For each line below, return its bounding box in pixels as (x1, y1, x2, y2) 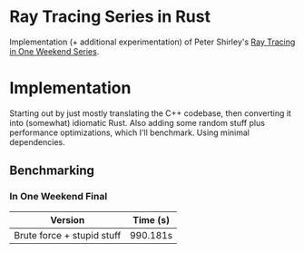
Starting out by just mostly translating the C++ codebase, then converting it (9, 107, 292, 119)
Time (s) (132, 213, 171, 226)
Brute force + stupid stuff (14, 229, 122, 241)
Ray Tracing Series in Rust (9, 6, 211, 27)
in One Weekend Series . (9, 45, 100, 56)
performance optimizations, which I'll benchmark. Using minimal (9, 127, 250, 138)
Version (50, 213, 85, 226)
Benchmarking (9, 163, 95, 179)
